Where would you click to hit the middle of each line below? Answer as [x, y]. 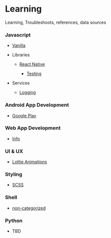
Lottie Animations [30, 162]
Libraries [21, 55]
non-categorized [29, 208]
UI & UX [14, 151]
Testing [34, 74]
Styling [14, 175]
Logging [28, 93]
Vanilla [19, 46]
